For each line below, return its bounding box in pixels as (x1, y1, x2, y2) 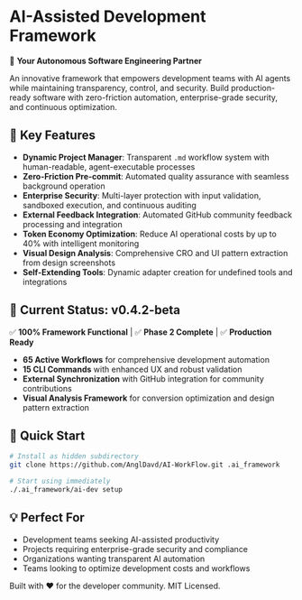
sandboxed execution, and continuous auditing (22, 199, 197, 210)
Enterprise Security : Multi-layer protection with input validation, (22, 189, 261, 200)
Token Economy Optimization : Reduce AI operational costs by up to (22, 228, 277, 239)
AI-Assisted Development (9, 6, 206, 27)
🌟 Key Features (9, 128, 96, 143)
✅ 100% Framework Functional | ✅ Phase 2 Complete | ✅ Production (9, 327, 272, 337)
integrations (22, 276, 68, 287)
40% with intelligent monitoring (22, 237, 140, 249)
